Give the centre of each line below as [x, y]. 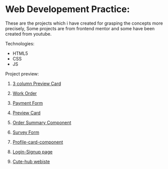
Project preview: [22, 73]
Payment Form [28, 103]
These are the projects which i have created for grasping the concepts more [84, 23]
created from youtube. [28, 34]
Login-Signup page [32, 151]
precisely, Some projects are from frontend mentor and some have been [80, 28]
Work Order [25, 93]
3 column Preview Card [37, 83]
